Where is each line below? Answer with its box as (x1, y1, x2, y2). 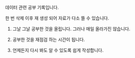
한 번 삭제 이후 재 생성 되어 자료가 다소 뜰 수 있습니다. (5, 15, 109, 21)
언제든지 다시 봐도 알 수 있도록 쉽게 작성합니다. (12, 47, 104, 53)
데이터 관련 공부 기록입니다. (5, 5, 59, 10)
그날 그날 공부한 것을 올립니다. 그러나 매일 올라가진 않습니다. (12, 26, 130, 32)
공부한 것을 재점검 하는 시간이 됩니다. (12, 37, 85, 42)
